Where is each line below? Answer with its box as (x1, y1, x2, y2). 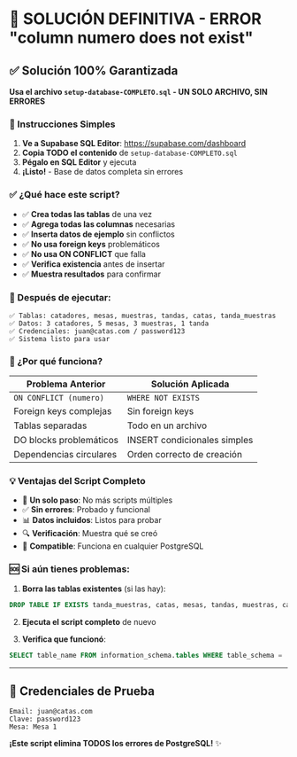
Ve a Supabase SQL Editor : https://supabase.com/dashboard (21, 138, 247, 149)
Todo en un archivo (126, 419, 208, 432)
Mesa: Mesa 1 (9, 722, 57, 731)
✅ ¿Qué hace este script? (9, 189, 121, 201)
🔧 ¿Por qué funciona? (9, 355, 103, 367)
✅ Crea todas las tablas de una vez (21, 208, 153, 219)
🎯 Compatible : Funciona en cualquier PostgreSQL (21, 541, 204, 551)
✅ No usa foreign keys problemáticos (21, 238, 161, 249)
